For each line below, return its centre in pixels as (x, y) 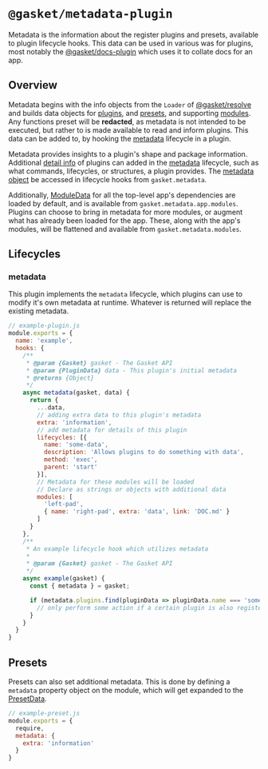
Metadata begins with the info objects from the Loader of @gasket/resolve (130, 104)
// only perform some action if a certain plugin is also (135, 608)
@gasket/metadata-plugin (91, 14)
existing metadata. (39, 311)
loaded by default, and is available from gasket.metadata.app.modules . (123, 203)
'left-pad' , (63, 504)
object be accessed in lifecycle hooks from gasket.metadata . (108, 179)
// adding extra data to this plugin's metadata (119, 415)
